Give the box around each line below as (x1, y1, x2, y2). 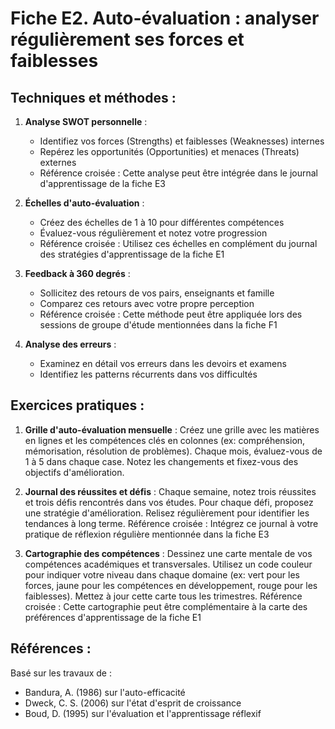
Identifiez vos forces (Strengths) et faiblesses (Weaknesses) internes (39, 135, 325, 147)
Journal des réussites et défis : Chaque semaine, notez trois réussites (24, 485, 317, 497)
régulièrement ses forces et (10, 28, 245, 51)
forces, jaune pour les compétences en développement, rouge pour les (24, 579, 318, 591)
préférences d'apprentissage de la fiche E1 (24, 611, 202, 623)
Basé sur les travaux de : (10, 667, 112, 679)
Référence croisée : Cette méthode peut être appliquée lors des (39, 308, 303, 320)
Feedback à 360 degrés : (24, 268, 131, 279)
